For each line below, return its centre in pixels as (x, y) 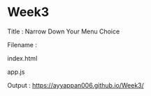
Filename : (22, 45)
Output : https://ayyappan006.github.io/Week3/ (76, 85)
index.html (22, 58)
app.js (16, 72)
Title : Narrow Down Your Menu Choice (64, 31)
